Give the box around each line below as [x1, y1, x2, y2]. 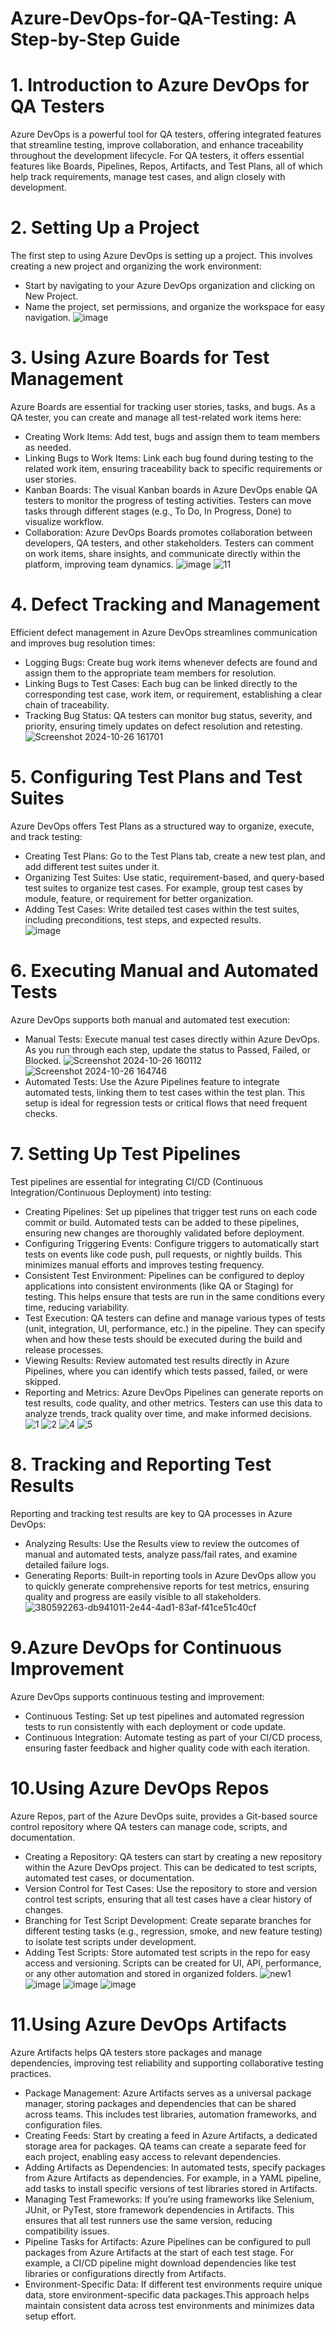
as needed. [24, 442, 72, 453]
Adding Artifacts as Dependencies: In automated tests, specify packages [24, 2161, 326, 2173]
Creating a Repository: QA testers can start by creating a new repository [24, 1850, 323, 1862]
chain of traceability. [24, 698, 110, 711]
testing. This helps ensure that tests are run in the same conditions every [24, 1290, 326, 1302]
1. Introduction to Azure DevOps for [10, 74, 310, 97]
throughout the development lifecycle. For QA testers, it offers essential [10, 150, 305, 162]
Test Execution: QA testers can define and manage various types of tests [24, 1312, 326, 1324]
